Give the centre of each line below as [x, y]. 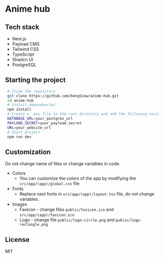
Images [20, 204]
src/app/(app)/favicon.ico [47, 215]
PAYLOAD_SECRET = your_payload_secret [44, 123]
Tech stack [22, 27]
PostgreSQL [24, 65]
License [17, 240]
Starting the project [35, 80]
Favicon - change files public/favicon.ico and [66, 210]
